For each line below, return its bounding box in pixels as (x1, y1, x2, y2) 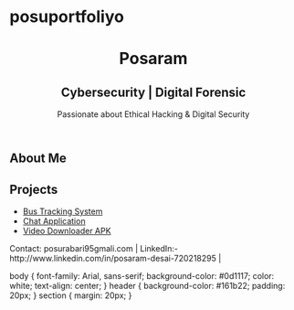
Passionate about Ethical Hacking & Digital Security (57, 109, 250, 120)
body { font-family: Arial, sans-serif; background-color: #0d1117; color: (9, 271, 275, 281)
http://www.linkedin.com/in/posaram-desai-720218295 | (9, 253, 222, 263)
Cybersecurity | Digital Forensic (60, 84, 247, 100)
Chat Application (22, 216, 86, 226)
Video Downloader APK (22, 226, 111, 236)
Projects (9, 181, 58, 198)
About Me (9, 151, 67, 166)
